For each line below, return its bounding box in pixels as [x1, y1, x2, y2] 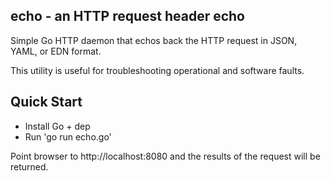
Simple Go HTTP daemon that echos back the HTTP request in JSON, [10, 34, 298, 46]
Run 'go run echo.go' [24, 130, 112, 143]
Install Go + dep [24, 120, 91, 132]
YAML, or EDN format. [10, 45, 102, 57]
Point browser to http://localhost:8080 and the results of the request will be [10, 150, 321, 162]
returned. [10, 160, 49, 173]
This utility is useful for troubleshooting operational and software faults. [10, 64, 305, 76]
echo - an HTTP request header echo [10, 8, 245, 25]
